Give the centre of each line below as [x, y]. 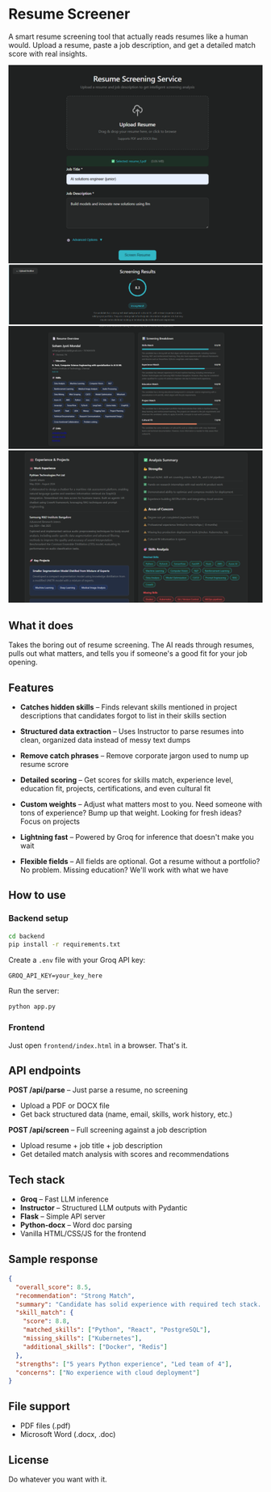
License [29, 1460]
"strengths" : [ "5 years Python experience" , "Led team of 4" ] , [124, 1364]
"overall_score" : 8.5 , [54, 1287]
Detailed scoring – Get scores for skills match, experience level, [127, 780]
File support [40, 1406]
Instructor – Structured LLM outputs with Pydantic [104, 1208]
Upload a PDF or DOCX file [65, 1106]
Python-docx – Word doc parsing [76, 1225]
